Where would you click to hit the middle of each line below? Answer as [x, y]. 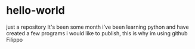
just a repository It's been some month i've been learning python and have [97, 27]
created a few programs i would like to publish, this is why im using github [97, 33]
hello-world [36, 10]
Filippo [14, 39]
